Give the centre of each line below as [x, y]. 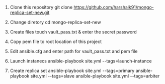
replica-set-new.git [30, 12]
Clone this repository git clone [41, 7]
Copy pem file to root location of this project [56, 41]
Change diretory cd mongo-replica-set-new [56, 22]
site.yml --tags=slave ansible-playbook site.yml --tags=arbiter [95, 76]
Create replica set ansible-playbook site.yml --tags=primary [72, 70]
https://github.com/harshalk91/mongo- [114, 7]
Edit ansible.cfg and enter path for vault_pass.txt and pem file [74, 51]
